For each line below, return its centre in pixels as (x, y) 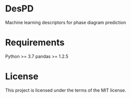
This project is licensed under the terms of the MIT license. (65, 90)
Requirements (35, 43)
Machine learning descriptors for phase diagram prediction (65, 22)
